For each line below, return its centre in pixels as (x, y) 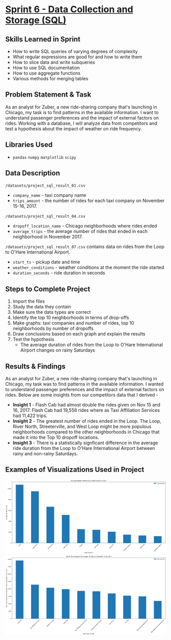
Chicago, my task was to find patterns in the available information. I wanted (84, 384)
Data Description (33, 173)
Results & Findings (35, 366)
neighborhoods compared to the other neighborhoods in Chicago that (86, 432)
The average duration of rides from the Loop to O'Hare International (92, 345)
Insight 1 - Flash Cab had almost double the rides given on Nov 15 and (87, 405)
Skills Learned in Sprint (43, 39)
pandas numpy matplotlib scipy (44, 157)
